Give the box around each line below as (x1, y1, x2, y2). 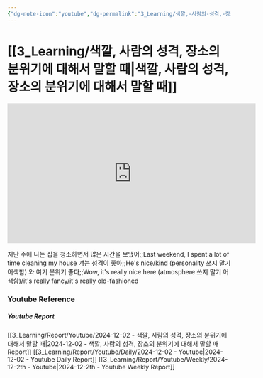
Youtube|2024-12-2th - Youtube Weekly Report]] (31, 363, 175, 372)
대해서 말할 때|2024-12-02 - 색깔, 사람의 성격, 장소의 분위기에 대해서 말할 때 (7, 340, 219, 348)
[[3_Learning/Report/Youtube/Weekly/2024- (98, 355, 228, 364)
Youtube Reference (7, 294, 76, 304)
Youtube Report (7, 312, 55, 320)
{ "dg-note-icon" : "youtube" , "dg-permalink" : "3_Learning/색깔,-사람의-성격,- (7, 10, 225, 18)
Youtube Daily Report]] (30, 355, 97, 364)
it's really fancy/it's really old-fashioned (23, 276, 139, 285)
